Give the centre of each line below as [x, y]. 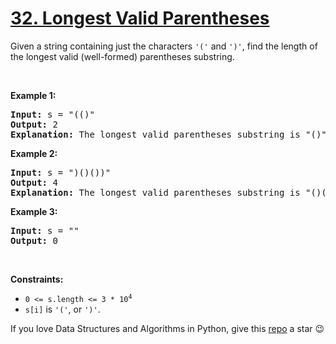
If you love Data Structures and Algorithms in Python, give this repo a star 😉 [167, 328]
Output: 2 [34, 124]
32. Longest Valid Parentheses [140, 18]
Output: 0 [34, 240]
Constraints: [37, 279]
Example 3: [34, 211]
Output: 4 [34, 182]
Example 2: [34, 153]
